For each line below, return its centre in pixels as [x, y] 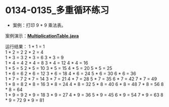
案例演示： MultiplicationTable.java [42, 36]
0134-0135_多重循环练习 [57, 10]
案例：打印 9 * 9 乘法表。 [39, 25]
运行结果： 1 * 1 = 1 [25, 46]
